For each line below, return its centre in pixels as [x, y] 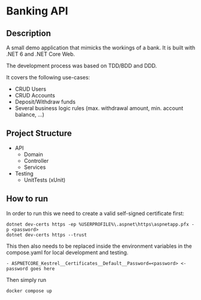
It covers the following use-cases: [48, 77]
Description [28, 33]
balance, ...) [30, 115]
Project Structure [39, 133]
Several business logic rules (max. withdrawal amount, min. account [99, 108]
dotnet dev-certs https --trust [46, 235]
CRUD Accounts [35, 95]
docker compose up [29, 291]
